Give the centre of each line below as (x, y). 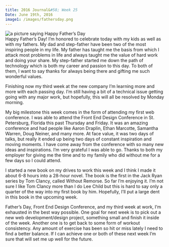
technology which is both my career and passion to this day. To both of (79, 66)
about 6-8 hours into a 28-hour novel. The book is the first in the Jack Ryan (84, 176)
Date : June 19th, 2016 (29, 15)
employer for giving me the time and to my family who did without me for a (83, 155)
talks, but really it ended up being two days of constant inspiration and (78, 139)
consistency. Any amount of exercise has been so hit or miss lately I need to (84, 228)
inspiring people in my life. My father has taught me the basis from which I (82, 50)
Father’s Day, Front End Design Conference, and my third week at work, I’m (83, 207)
